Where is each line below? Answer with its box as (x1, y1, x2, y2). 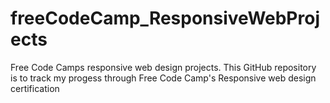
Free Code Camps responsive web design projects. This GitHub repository (10, 61, 317, 73)
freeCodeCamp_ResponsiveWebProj (10, 7, 320, 30)
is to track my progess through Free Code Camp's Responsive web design (10, 72, 317, 84)
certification (10, 82, 60, 94)
